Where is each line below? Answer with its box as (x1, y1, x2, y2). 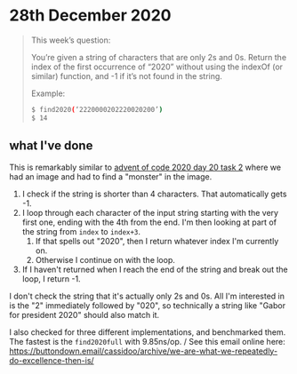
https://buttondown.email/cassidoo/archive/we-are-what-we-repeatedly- (9, 346, 278, 356)
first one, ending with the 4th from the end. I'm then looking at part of (21, 217, 277, 227)
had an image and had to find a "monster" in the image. (9, 171, 213, 182)
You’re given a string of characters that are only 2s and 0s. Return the (30, 52, 287, 62)
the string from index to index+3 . (21, 226, 140, 236)
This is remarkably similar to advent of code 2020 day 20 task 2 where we (9, 162, 282, 172)
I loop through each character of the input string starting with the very (21, 207, 278, 218)
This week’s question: (30, 35, 111, 45)
